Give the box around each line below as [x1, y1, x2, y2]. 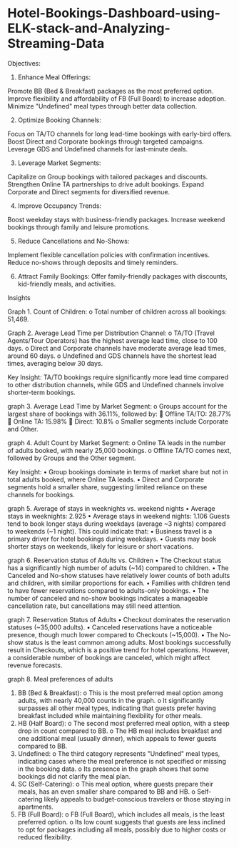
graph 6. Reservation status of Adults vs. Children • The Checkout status [7, 556, 222, 564]
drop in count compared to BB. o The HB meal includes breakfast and [17, 727, 223, 735]
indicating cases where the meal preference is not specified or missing [17, 757, 227, 765]
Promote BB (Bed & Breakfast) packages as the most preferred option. [7, 86, 214, 95]
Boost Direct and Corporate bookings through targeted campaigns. [7, 137, 205, 146]
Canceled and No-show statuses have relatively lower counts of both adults [7, 571, 230, 579]
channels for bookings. [7, 490, 75, 499]
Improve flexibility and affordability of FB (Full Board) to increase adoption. [7, 94, 226, 103]
